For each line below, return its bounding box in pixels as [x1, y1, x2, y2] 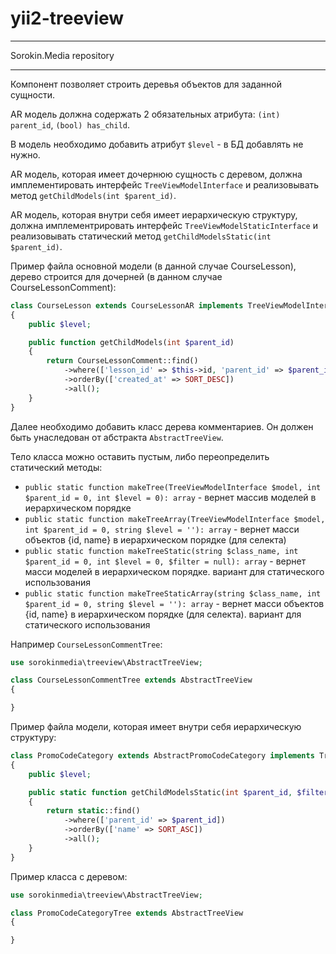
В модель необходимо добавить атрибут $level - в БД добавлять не [10, 138, 304, 150]
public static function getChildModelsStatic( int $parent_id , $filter [28, 787, 329, 797]
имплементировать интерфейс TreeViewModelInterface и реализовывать [10, 178, 320, 191]
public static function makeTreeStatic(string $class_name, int [24, 546, 299, 556]
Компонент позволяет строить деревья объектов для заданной [10, 78, 282, 90]
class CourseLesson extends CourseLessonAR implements [10, 300, 244, 311]
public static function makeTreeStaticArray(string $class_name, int [24, 588, 322, 599]
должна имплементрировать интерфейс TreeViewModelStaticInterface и [10, 219, 318, 231]
